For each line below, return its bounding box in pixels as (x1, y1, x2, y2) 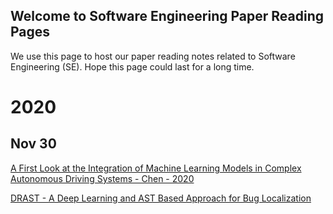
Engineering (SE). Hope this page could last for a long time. (10, 60, 255, 73)
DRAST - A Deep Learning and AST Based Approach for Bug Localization (10, 192, 312, 204)
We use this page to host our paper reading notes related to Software (10, 50, 296, 62)
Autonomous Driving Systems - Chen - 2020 (10, 172, 195, 184)
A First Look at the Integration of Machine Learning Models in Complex (10, 162, 302, 174)
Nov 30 (10, 135, 57, 153)
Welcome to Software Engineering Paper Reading (10, 8, 324, 25)
